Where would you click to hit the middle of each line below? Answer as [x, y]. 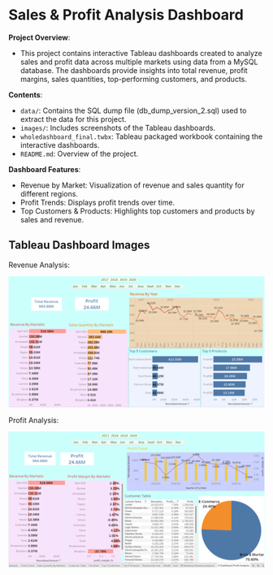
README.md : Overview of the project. [79, 153]
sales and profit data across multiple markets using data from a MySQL [139, 62]
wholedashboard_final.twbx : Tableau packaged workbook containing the [141, 136]
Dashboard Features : [45, 169]
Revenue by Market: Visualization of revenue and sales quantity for [132, 185]
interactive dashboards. [60, 145]
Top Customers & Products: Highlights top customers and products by [137, 211]
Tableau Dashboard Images [79, 245]
